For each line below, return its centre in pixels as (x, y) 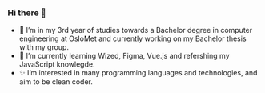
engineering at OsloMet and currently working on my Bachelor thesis (132, 38)
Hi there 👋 (27, 13)
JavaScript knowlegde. (57, 64)
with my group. (44, 47)
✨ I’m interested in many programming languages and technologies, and (138, 73)
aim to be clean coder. (56, 82)
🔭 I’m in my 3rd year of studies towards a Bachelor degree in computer (136, 30)
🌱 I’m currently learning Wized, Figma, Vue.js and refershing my (124, 56)
